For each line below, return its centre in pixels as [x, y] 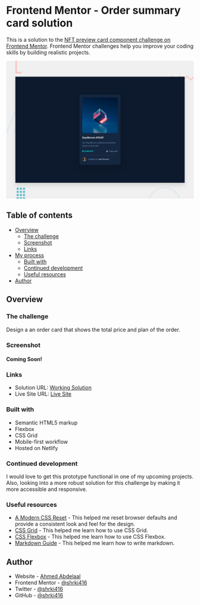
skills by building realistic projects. [48, 52]
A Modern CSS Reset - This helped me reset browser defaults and [96, 518]
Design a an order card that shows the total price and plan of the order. [93, 329]
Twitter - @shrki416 [39, 589]
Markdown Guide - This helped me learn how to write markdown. [95, 543]
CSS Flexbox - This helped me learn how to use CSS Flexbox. [90, 537]
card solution [40, 23]
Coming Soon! [24, 359]
